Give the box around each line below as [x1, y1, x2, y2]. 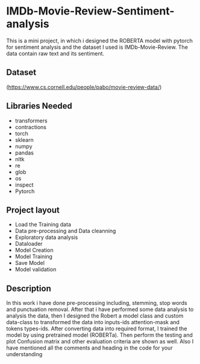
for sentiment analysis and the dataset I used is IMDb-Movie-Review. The [6, 43, 189, 51]
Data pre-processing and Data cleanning [14, 228, 116, 235]
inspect [14, 181, 34, 188]
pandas [14, 149, 34, 156]
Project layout [6, 205, 60, 215]
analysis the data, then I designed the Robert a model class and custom [6, 312, 184, 319]
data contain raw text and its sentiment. [6, 49, 104, 57]
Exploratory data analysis [14, 234, 78, 241]
